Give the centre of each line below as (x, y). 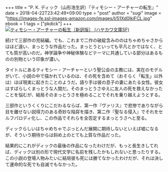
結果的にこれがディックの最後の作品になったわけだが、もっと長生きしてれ (82, 145)
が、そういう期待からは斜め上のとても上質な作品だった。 (64, 135)
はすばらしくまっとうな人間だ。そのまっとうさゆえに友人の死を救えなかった (84, 89)
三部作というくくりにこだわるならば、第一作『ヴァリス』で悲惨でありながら (84, 105)
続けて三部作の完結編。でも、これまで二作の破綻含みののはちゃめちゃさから (84, 40)
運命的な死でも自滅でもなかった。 (45, 164)
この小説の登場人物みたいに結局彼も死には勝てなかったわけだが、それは (80, 158)
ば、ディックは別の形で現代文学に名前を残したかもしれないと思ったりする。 (84, 152)
